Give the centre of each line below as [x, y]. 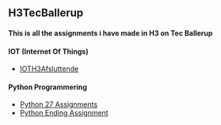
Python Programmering [48, 87]
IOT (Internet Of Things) [48, 51]
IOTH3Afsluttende [49, 69]
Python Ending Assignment [64, 113]
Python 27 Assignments [58, 104]
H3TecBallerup [46, 13]
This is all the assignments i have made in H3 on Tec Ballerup [110, 33]
